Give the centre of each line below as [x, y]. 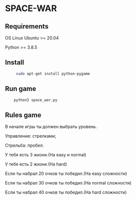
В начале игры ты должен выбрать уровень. [51, 127]
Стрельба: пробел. [25, 145]
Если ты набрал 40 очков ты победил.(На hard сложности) [66, 192]
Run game [21, 89]
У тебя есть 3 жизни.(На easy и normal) [46, 155]
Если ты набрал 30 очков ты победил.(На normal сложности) [68, 183]
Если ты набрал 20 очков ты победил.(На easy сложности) [66, 174]
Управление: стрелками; [31, 136]
